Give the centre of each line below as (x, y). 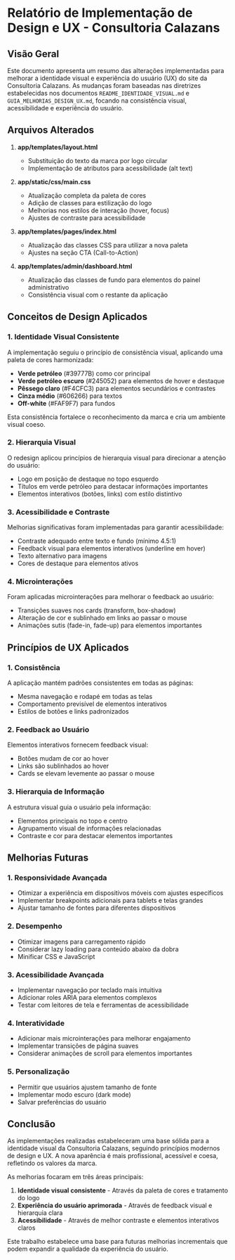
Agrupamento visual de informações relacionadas (89, 828)
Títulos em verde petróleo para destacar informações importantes (113, 486)
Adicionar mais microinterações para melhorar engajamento (104, 1039)
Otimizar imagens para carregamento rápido (81, 941)
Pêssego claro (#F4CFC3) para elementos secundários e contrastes (116, 388)
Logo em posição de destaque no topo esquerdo (88, 479)
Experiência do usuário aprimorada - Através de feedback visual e (115, 1206)
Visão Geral (33, 54)
